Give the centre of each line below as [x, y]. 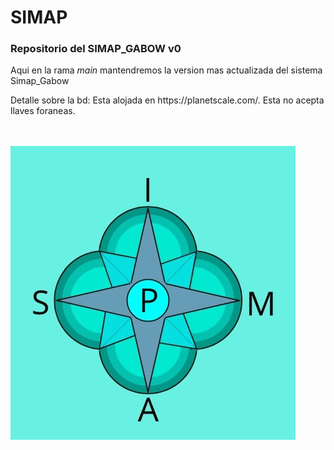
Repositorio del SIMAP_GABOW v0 [96, 49]
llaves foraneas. [43, 111]
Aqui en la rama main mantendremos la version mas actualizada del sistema [166, 70]
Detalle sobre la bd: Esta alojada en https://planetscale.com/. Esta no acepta [167, 100]
